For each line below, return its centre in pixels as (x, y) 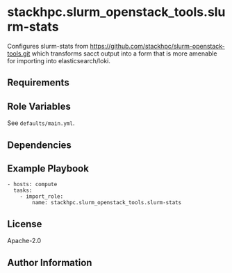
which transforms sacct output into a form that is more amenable (124, 53)
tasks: (23, 191)
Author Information (50, 262)
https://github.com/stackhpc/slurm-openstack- (158, 46)
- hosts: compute (32, 185)
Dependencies (39, 145)
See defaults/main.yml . (41, 123)
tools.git (19, 53)
